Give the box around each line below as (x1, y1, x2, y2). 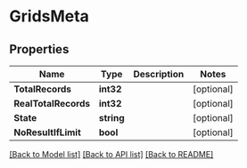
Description (133, 68, 185, 80)
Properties (9, 42, 70, 57)
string (98, 112, 125, 124)
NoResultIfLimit (13, 126, 82, 139)
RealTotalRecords (13, 98, 91, 109)
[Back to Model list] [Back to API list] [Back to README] (9, 149, 214, 159)
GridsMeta (9, 6, 89, 27)
